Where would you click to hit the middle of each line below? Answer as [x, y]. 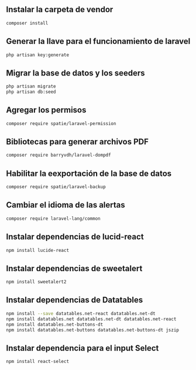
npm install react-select [37, 362]
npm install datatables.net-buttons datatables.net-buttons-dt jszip [93, 330]
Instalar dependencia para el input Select [82, 348]
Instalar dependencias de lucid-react [75, 237]
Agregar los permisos [46, 110]
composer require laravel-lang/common [53, 219]
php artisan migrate [31, 87]
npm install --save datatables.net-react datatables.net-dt [81, 313]
